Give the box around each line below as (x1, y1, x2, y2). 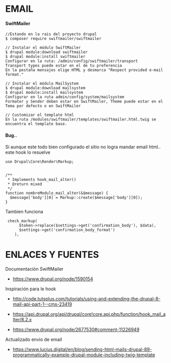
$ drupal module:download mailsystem (5, 86, 86, 91)
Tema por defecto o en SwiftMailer (5, 104, 81, 109)
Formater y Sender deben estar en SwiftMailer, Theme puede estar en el (5, 99, 163, 104)
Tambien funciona (5, 208, 43, 214)
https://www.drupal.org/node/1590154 (12, 275, 93, 282)
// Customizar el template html (5, 112, 74, 118)
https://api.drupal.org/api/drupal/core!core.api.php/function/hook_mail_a (12, 311, 166, 317)
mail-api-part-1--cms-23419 (12, 301, 72, 307)
